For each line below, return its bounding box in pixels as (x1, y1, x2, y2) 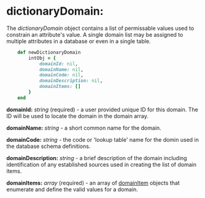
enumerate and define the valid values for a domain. (6, 185, 138, 193)
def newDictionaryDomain (17, 49, 81, 56)
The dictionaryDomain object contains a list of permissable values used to (6, 24, 195, 32)
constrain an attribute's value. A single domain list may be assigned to (6, 31, 184, 38)
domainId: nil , (39, 61, 79, 67)
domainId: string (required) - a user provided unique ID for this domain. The (6, 106, 198, 113)
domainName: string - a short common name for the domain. (6, 124, 161, 131)
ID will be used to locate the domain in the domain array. (6, 112, 149, 120)
